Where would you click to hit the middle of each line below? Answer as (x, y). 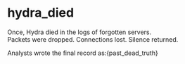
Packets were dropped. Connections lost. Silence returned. (93, 39)
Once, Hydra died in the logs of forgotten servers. (79, 32)
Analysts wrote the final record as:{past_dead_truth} (83, 53)
